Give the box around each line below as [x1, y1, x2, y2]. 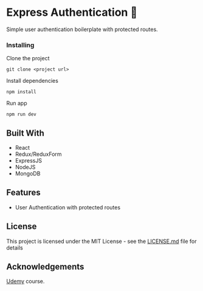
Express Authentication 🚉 [6, 5, 138, 19]
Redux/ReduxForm [15, 150, 62, 158]
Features [6, 188, 41, 198]
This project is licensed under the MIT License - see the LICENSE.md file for [6, 237, 197, 245]
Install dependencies [6, 77, 59, 85]
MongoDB [15, 170, 41, 177]
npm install [6, 89, 36, 95]
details [6, 244, 23, 251]
